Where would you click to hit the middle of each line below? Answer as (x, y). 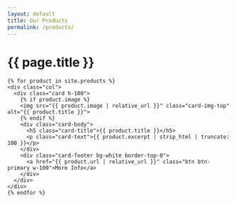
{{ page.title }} (51, 62)
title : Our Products (38, 21)
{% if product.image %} (55, 100)
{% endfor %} (27, 193)
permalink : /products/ (41, 27)
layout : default (31, 14)
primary (19, 168)
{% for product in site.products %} (61, 81)
